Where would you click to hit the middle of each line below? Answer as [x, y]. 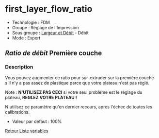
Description [19, 67]
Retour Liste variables [27, 131]
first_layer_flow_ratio [49, 9]
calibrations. [17, 112]
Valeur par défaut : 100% [37, 121]
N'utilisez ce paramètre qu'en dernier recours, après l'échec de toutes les [79, 107]
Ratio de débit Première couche [54, 53]
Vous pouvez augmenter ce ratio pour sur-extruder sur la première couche [79, 78]
